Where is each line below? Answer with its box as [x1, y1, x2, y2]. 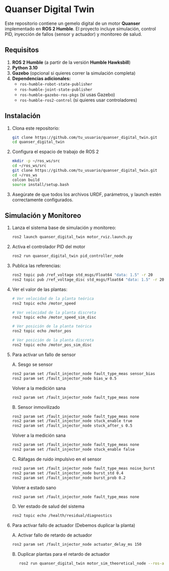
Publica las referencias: [12, 262, 61, 269]
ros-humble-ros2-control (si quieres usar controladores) [19, 97, 138, 103]
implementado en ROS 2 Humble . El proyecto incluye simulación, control [5, 25, 156, 31]
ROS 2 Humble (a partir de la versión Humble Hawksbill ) [12, 59, 131, 65]
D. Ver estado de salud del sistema [12, 503, 85, 510]
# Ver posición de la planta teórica [12, 324, 92, 329]
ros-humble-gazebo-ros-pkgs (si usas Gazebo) [19, 91, 115, 97]
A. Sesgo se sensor [12, 361, 53, 367]
